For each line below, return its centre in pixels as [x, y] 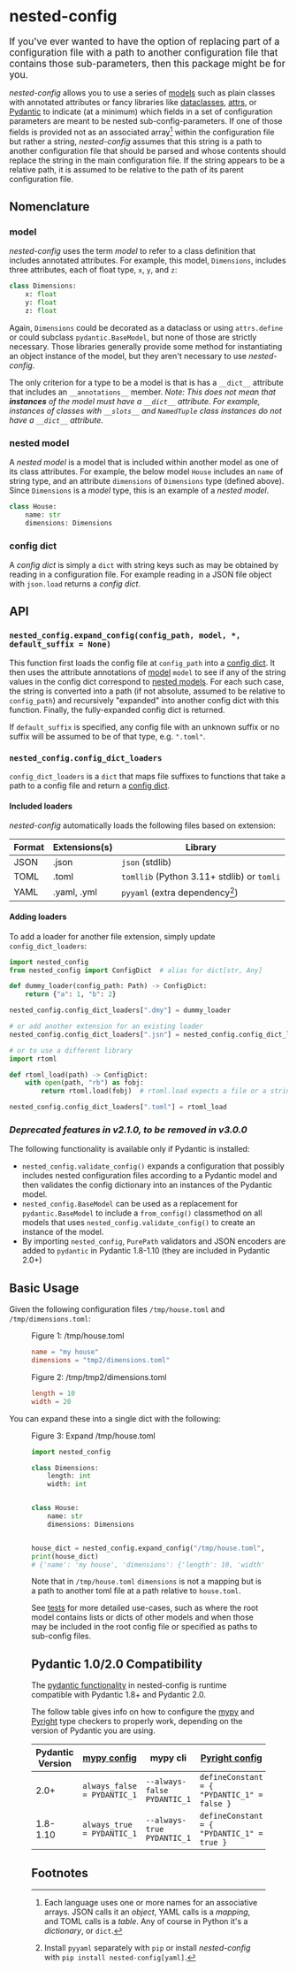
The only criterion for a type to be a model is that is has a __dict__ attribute [147, 382]
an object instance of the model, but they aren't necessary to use [128, 356]
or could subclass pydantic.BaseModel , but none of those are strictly [133, 337]
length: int [69, 1476]
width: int [67, 1484]
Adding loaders [38, 916]
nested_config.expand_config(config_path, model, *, [125, 636]
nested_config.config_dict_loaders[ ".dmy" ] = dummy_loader [120, 1010]
